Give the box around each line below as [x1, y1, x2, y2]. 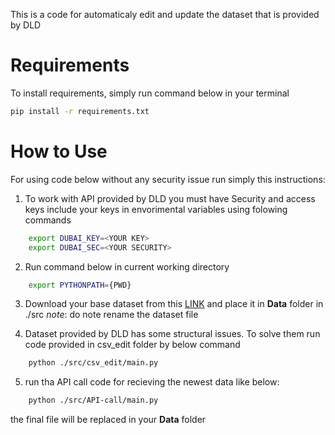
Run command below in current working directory [24, 260, 230, 273]
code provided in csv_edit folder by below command [24, 339, 241, 351]
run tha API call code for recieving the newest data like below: [24, 376, 280, 388]
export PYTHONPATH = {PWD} [28, 280, 132, 290]
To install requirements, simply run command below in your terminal [10, 87, 290, 99]
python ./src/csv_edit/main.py [28, 358, 159, 368]
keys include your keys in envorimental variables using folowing [24, 203, 288, 215]
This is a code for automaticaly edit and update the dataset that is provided [10, 9, 320, 20]
